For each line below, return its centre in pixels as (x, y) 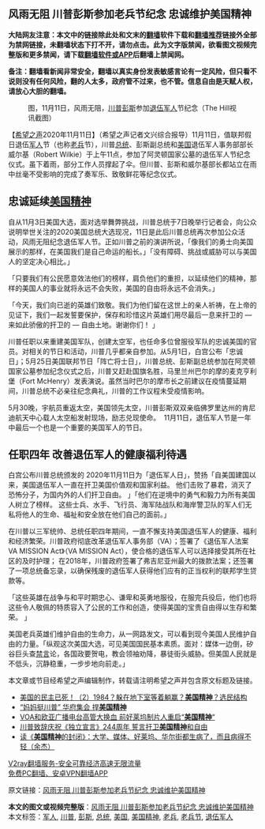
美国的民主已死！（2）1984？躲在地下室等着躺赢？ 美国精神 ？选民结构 (133, 697)
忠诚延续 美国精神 (50, 201)
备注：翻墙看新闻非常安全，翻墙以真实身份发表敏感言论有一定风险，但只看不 (132, 71)
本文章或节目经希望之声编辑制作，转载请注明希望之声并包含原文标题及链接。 (132, 680)
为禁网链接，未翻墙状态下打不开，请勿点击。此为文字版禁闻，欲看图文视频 (129, 44)
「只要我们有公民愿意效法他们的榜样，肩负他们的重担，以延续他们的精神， (129, 278)
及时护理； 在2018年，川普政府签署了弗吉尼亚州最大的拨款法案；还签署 (138, 561)
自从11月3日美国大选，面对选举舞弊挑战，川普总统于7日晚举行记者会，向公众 (132, 222)
